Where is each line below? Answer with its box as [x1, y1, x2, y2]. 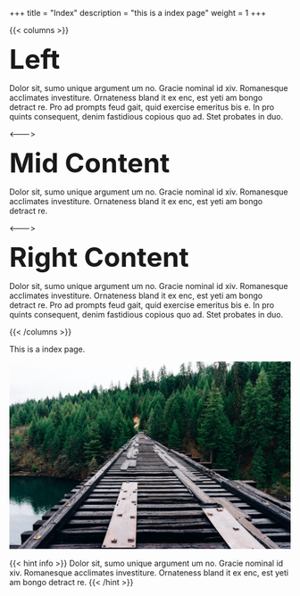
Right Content [9, 240, 189, 274]
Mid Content [9, 146, 171, 179]
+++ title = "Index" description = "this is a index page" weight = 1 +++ [9, 8, 266, 18]
